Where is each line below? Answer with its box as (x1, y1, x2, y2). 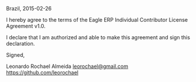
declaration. (6, 40, 35, 47)
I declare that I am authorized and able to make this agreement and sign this (6, 34, 190, 40)
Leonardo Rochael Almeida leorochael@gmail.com (6, 63, 128, 70)
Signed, (6, 52, 25, 58)
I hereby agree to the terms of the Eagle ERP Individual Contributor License (6, 16, 188, 23)
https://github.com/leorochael (6, 69, 79, 76)
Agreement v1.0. (6, 23, 46, 29)
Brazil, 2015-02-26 (6, 5, 52, 12)
